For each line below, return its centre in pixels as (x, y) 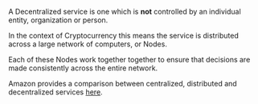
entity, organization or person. (58, 20)
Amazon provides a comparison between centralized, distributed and (123, 84)
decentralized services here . (55, 92)
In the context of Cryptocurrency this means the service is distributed (124, 36)
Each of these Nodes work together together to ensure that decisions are (129, 60)
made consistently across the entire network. (83, 68)
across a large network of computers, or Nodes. (88, 44)
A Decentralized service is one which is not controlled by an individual (125, 12)
